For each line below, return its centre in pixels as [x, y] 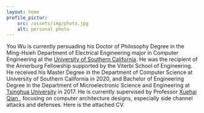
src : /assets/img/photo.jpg [53, 23]
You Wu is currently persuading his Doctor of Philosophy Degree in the [95, 46]
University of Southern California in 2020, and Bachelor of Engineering [95, 79]
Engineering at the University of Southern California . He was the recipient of [102, 59]
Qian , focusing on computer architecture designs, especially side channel [100, 98]
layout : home [23, 12]
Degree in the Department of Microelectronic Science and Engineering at [98, 86]
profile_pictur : [27, 18]
